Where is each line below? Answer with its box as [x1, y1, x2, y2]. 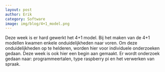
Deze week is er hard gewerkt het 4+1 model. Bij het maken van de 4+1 [5, 35, 150, 41]
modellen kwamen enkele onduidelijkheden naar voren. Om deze [5, 40, 138, 46]
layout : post [5, 7, 32, 12]
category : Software [5, 16, 46, 21]
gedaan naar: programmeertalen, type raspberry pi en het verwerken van [5, 56, 155, 62]
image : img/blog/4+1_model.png [5, 21, 70, 26]
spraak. [5, 61, 21, 67]
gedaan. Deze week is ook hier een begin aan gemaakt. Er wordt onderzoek [5, 51, 160, 57]
